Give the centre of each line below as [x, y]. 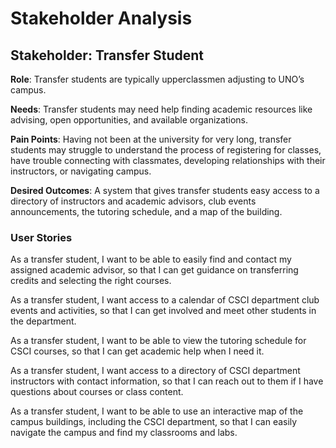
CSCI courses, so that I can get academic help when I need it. [137, 351]
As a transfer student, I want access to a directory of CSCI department [155, 371]
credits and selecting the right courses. [91, 281]
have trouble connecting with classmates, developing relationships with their [168, 160]
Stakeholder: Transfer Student [107, 55]
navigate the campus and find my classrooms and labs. [124, 433]
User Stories [41, 237]
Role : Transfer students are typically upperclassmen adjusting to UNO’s [157, 79]
